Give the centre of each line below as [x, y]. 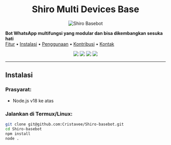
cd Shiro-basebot [24, 129]
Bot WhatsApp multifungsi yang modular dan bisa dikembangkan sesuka [84, 33]
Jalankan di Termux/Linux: [39, 114]
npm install [18, 134]
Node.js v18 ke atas [33, 100]
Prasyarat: [19, 90]
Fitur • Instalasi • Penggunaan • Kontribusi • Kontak [60, 44]
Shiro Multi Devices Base [85, 9]
